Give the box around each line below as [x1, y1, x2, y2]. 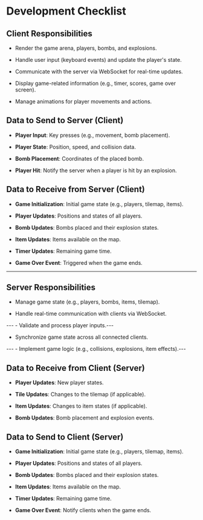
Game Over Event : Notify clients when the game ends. [14, 507, 152, 514]
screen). [14, 86, 36, 93]
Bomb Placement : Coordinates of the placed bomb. [14, 155, 144, 162]
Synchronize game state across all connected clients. [14, 333, 149, 341]
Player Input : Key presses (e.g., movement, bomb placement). [14, 132, 170, 139]
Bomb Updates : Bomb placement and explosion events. [14, 414, 154, 422]
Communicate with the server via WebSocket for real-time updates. [14, 68, 183, 75]
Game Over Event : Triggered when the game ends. [14, 259, 143, 266]
